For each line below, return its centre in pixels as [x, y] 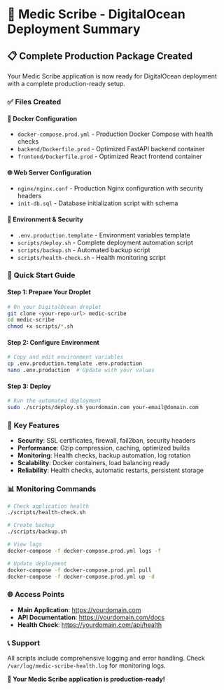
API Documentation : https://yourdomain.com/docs [91, 617]
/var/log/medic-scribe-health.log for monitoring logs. [86, 665]
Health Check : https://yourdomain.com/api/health [90, 625]
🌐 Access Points [36, 595]
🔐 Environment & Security [45, 219]
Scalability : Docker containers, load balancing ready [93, 463]
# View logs [24, 545]
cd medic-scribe [31, 320]
